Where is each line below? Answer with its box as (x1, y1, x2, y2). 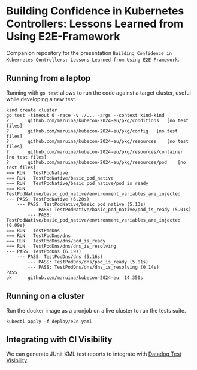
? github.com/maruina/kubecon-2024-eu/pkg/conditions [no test (6, 117, 189, 123)
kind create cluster (6, 107, 58, 113)
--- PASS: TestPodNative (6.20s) (6, 196, 90, 202)
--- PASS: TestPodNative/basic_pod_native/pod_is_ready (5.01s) (28, 207, 192, 213)
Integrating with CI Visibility (6, 334, 113, 345)
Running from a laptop (6, 73, 91, 83)
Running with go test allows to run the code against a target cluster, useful (6, 89, 192, 96)
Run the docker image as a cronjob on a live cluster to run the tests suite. (6, 307, 187, 314)
